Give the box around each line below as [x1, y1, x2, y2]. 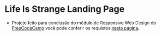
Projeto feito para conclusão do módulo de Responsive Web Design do [11, 20, 157, 26]
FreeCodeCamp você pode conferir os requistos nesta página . [11, 25, 140, 31]
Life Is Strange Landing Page [4, 3, 125, 15]
